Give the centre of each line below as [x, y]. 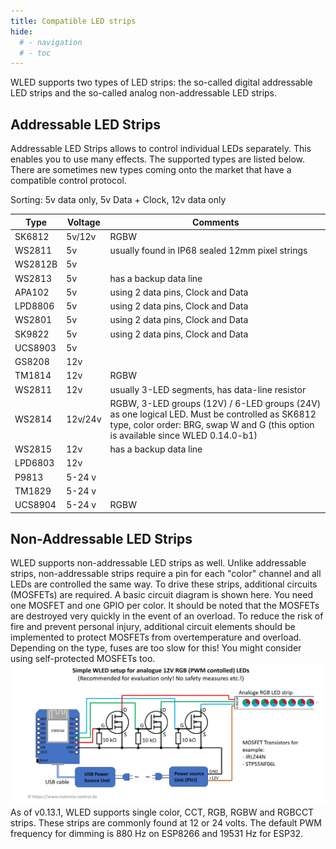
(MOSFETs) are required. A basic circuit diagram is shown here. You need [161, 595]
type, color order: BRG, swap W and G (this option [212, 424]
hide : [21, 31]
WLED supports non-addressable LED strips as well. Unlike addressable [158, 563]
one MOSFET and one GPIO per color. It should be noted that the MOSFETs [165, 606]
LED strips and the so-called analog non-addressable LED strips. [144, 93]
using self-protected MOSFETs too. [83, 659]
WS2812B [36, 264]
